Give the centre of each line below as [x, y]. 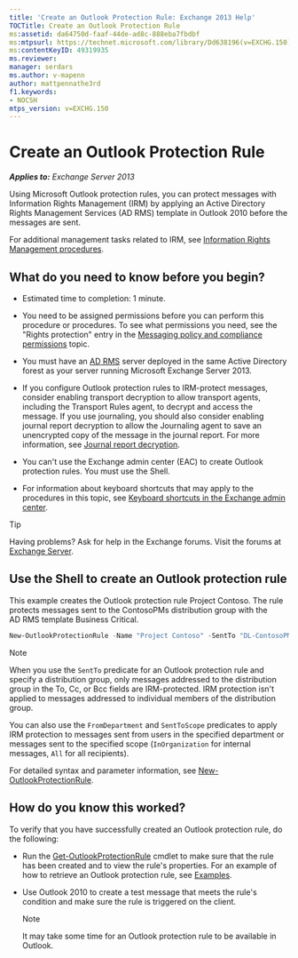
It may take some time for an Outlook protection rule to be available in [149, 936]
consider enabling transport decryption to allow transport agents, [141, 397]
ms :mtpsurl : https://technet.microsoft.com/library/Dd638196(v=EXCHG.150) [150, 42]
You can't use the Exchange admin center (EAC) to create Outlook [142, 462]
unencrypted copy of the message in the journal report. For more [141, 435]
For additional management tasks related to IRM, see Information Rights [140, 240]
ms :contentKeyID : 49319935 [59, 51]
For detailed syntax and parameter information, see [103, 770]
